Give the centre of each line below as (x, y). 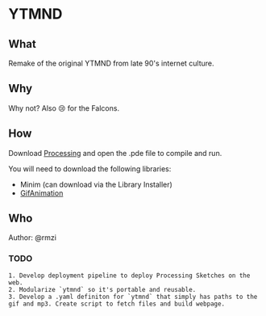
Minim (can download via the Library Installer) (96, 184)
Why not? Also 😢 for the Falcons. (64, 108)
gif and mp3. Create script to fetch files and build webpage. (117, 304)
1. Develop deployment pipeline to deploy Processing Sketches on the (129, 276)
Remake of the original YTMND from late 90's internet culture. (112, 63)
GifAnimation (42, 193)
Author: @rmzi (32, 238)
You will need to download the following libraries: (90, 169)
